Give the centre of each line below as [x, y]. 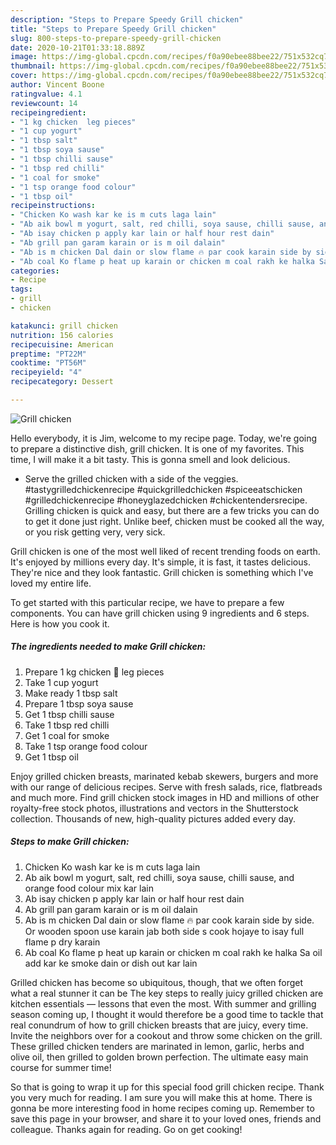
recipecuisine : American [62, 344]
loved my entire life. [51, 583]
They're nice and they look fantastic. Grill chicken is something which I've [162, 572]
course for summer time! [61, 1067]
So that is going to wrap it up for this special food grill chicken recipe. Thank [167, 1087]
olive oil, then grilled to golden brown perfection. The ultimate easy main [159, 1057]
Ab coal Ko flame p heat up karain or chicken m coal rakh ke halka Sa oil [173, 952]
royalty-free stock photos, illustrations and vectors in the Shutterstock [154, 808]
